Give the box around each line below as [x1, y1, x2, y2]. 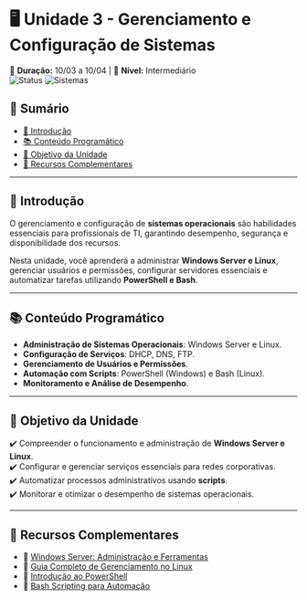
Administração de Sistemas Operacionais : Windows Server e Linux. [22, 339, 282, 350]
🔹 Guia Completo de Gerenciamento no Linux [22, 561, 194, 572]
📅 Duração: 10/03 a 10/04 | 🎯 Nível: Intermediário [9, 65, 196, 76]
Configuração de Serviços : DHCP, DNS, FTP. [22, 349, 195, 360]
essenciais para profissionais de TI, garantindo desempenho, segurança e [9, 227, 289, 238]
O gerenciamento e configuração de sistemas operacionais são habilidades [9, 217, 297, 228]
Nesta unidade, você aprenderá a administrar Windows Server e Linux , [9, 255, 279, 266]
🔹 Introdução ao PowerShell [22, 571, 128, 582]
